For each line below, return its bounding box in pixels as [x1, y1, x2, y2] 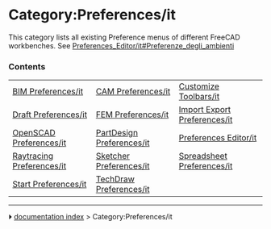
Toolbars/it [178, 91, 220, 102]
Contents [8, 60, 46, 72]
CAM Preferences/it [95, 86, 171, 98]
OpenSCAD [12, 127, 56, 139]
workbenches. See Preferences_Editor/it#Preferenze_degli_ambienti [8, 40, 235, 50]
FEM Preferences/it [95, 109, 169, 120]
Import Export [178, 104, 231, 115]
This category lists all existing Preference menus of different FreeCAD [8, 32, 240, 42]
